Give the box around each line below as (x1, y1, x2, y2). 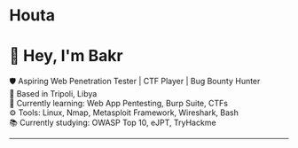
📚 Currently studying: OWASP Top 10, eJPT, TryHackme (9, 117, 216, 129)
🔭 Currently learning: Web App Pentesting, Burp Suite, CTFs (9, 98, 229, 109)
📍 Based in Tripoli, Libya (9, 89, 98, 99)
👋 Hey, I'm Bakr (9, 46, 123, 66)
